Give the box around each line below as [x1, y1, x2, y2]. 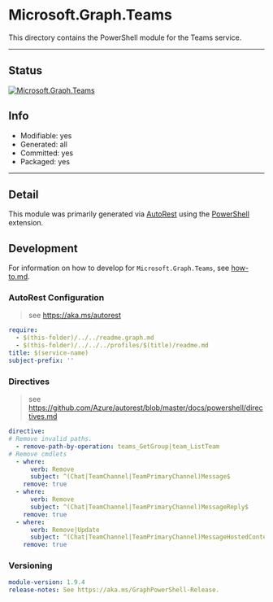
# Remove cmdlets [8, 450, 67, 458]
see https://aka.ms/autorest [28, 311, 122, 321]
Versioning [8, 560, 53, 571]
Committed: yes [19, 148, 74, 158]
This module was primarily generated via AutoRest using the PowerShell [8, 209, 250, 219]
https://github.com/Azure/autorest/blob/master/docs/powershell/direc [28, 403, 264, 412]
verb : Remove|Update [29, 526, 100, 534]
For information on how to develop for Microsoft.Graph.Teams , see [8, 263, 230, 273]
